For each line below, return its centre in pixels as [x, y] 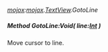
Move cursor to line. [36, 42]
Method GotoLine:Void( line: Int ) [54, 25]
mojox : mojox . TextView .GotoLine [53, 10]
